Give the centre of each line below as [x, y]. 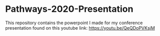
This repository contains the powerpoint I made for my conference [74, 23]
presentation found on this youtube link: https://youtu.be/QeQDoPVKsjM [80, 28]
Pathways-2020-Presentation [69, 9]
